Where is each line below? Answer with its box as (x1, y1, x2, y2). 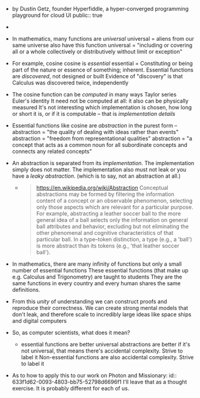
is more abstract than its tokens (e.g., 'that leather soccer (36, 242, 180, 249)
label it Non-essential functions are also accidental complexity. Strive (21, 354, 194, 360)
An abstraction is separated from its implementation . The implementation (12, 160, 195, 166)
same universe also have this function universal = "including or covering (12, 42, 193, 49)
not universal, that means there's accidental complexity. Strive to (21, 347, 183, 354)
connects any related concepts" (12, 148, 92, 155)
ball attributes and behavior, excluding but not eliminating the (36, 223, 189, 230)
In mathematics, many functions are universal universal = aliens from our (12, 35, 195, 42)
